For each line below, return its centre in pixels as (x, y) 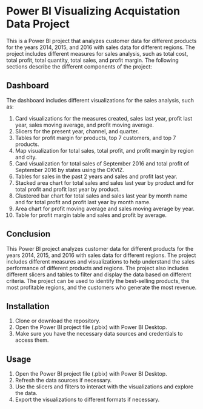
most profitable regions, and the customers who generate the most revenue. (101, 287)
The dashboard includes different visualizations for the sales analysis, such (100, 100)
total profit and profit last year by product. (67, 189)
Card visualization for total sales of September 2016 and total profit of (102, 163)
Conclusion (28, 234)
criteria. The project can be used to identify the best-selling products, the (98, 281)
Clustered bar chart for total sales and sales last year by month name (101, 196)
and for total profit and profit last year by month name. (83, 202)
